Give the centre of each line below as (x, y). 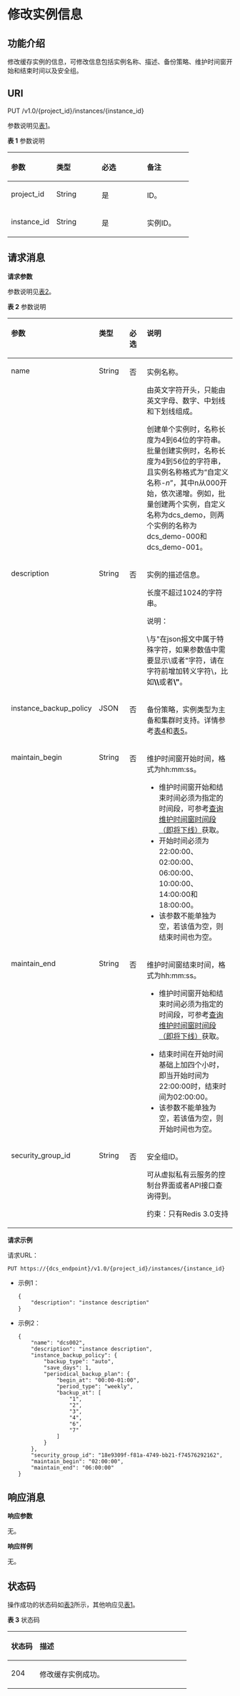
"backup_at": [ (79, 1393)
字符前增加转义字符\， (184, 671)
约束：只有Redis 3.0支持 (187, 1213)
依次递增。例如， (189, 493)
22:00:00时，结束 (189, 1086)
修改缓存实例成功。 (72, 1675)
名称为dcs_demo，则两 (185, 515)
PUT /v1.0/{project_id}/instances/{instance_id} (76, 111)
